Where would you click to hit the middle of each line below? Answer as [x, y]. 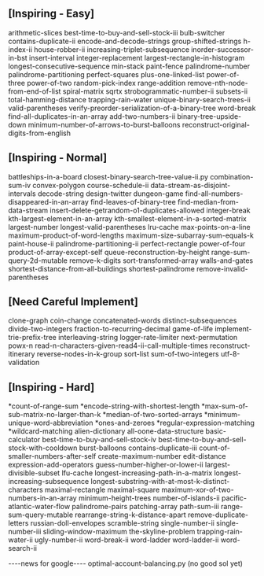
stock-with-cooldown [43, 448]
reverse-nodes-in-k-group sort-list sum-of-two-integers [128, 354]
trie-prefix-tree [33, 338]
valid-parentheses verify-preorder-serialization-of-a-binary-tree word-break [132, 108]
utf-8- [230, 354]
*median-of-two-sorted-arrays [152, 415]
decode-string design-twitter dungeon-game [111, 194]
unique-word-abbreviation [51, 423]
